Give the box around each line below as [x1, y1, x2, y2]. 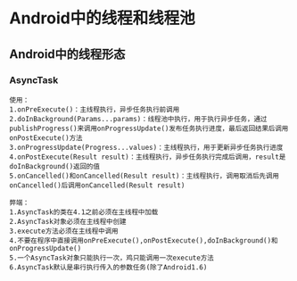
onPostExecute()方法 [9, 133, 83, 143]
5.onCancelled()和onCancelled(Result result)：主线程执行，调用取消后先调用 [9, 171, 279, 180]
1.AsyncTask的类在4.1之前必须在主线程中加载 [9, 207, 159, 217]
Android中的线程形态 [9, 46, 126, 62]
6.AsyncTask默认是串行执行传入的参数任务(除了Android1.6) [9, 262, 208, 272]
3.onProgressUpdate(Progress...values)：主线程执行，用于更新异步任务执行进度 [9, 143, 284, 152]
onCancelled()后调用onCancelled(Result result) [9, 180, 186, 190]
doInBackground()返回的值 [9, 161, 101, 170]
